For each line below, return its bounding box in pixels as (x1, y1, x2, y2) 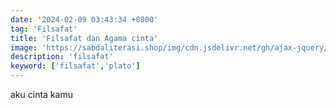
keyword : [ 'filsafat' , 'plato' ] (10, 61, 141, 71)
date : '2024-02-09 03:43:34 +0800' (10, 14, 159, 25)
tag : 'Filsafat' (10, 24, 78, 34)
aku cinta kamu (10, 89, 73, 100)
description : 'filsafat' (10, 52, 114, 62)
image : (10, 42, 38, 53)
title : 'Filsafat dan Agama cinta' (10, 33, 159, 43)
